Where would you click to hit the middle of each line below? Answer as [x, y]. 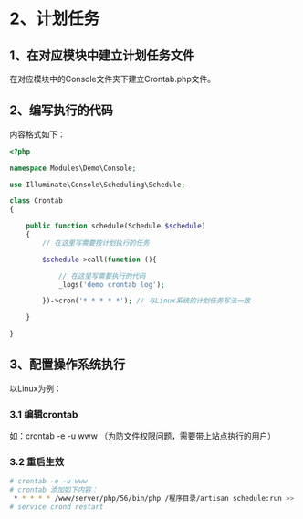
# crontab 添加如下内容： [54, 490]
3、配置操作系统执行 [68, 365]
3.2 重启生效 [37, 462]
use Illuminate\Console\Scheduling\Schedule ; [97, 185]
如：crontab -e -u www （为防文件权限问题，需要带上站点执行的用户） [143, 436]
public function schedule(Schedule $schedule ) [116, 226]
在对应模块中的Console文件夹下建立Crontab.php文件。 [113, 79]
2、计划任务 [55, 19]
